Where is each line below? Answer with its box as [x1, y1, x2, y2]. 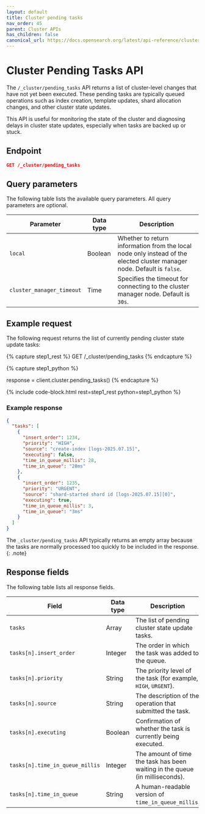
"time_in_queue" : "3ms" [22, 508, 84, 515]
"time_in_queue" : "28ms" [22, 463, 86, 469]
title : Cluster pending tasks [6, 15, 84, 21]
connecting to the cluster [117, 282, 190, 291]
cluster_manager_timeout [9, 287, 82, 294]
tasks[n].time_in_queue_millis [9, 761, 101, 769]
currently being [135, 732, 179, 740]
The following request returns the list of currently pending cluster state [6, 334, 184, 342]
